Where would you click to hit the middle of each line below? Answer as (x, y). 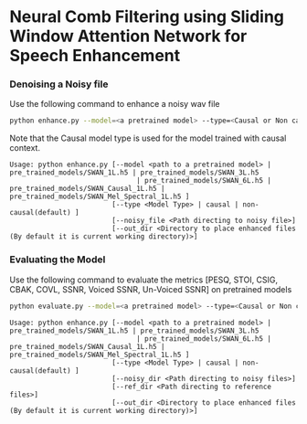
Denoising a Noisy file (59, 84)
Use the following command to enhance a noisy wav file (115, 104)
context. (25, 148)
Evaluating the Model (58, 260)
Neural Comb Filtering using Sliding (147, 17)
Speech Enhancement (95, 56)
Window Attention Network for (128, 36)
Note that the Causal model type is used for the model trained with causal (148, 138)
